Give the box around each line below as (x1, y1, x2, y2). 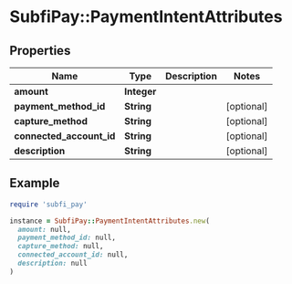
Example (9, 175, 60, 191)
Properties (9, 43, 71, 58)
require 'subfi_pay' (9, 199, 89, 209)
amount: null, (17, 225, 71, 234)
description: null (17, 258, 89, 268)
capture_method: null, (17, 242, 104, 251)
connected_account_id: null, (17, 250, 129, 259)
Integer (124, 85, 157, 98)
